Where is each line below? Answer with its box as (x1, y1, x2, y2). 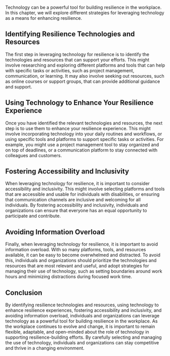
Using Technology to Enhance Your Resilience (5, 99, 154, 107)
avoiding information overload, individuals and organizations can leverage (5, 313, 160, 319)
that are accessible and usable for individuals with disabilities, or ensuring (5, 191, 160, 197)
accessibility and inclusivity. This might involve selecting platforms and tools (5, 186, 165, 192)
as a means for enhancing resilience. (5, 15, 82, 21)
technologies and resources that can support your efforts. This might (5, 56, 150, 63)
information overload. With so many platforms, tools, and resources (5, 247, 146, 253)
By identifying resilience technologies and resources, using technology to (5, 302, 159, 308)
